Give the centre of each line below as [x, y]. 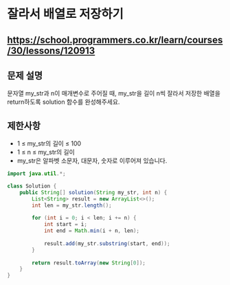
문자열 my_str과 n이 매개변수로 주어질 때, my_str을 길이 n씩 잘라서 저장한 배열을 [114, 93]
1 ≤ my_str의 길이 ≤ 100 [49, 144]
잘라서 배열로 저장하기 [65, 14]
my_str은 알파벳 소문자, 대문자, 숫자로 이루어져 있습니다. [92, 161]
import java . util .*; [37, 174]
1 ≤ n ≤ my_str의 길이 [46, 152]
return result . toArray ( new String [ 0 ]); [89, 263]
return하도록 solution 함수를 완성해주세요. [64, 102]
